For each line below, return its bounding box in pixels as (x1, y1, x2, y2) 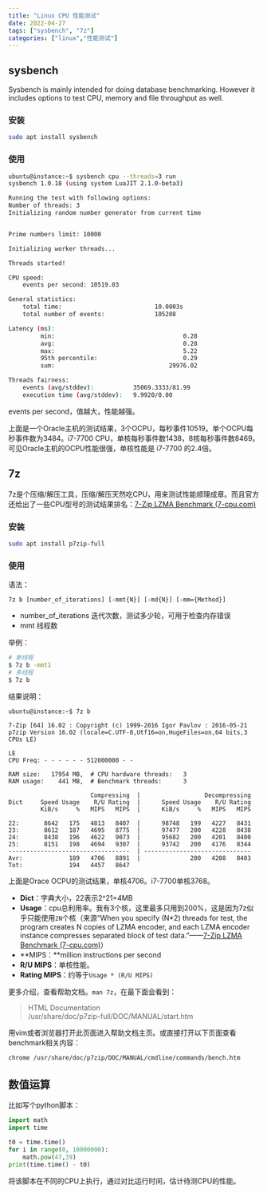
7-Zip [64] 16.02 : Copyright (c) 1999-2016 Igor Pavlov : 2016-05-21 (8, 721, 248, 729)
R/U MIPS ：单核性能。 (19, 960, 94, 969)
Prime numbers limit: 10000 (8, 230, 102, 238)
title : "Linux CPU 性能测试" (8, 11, 100, 20)
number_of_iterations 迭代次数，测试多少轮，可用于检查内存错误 (19, 611, 231, 620)
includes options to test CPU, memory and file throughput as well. (8, 93, 224, 103)
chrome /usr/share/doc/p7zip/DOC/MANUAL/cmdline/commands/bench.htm (8, 1053, 241, 1062)
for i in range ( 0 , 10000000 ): (8, 1145, 109, 1154)
